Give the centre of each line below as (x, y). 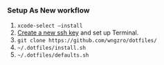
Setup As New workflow (48, 10)
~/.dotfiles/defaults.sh (53, 55)
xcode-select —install (50, 26)
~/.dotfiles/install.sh (52, 48)
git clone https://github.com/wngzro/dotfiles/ (87, 41)
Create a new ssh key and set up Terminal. (78, 32)
